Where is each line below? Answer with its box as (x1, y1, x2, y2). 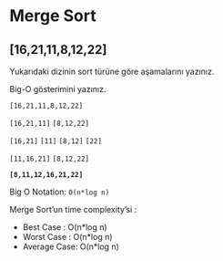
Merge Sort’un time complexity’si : (9, 204, 137, 214)
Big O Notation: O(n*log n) (9, 186, 110, 197)
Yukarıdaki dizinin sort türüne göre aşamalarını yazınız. (9, 66, 215, 77)
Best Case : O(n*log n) (22, 222, 107, 233)
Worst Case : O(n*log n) (22, 232, 113, 242)
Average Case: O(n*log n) (22, 241, 120, 252)
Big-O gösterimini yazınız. (9, 84, 106, 94)
